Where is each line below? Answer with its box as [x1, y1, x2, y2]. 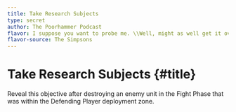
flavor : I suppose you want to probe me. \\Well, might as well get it [7, 29, 221, 37]
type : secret [7, 17, 46, 24]
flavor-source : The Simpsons [7, 36, 93, 43]
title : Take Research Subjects [7, 10, 99, 17]
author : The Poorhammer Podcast [7, 23, 102, 30]
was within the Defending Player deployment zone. [7, 97, 155, 106]
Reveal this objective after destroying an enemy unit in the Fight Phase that [7, 90, 224, 98]
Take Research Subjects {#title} [7, 66, 197, 83]
